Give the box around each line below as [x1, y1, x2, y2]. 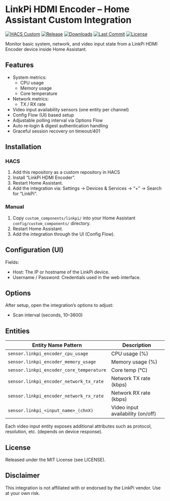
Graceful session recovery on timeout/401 [12, 128, 100, 134]
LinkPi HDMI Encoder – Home [5, 4, 130, 15]
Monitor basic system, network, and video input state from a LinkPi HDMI [5, 40, 158, 47]
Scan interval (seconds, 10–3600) [12, 312, 83, 318]
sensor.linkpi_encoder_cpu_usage [8, 351, 89, 357]
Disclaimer [5, 471, 40, 480]
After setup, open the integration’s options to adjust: [5, 302, 114, 308]
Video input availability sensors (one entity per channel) [12, 106, 129, 112]
